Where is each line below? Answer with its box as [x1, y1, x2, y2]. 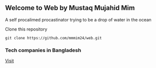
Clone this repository [5, 26, 48, 32]
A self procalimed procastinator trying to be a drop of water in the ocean [5, 17, 152, 22]
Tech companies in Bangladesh [5, 47, 81, 53]
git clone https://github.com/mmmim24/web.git [5, 35, 102, 40]
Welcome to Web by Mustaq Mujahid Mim [5, 4, 135, 12]
